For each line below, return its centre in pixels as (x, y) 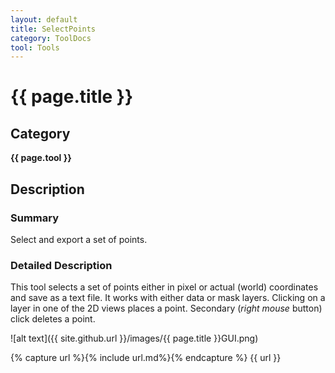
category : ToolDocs (51, 38)
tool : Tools (35, 47)
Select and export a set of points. (79, 239)
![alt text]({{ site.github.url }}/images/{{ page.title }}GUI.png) (134, 338)
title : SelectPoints (53, 29)
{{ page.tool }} (41, 158)
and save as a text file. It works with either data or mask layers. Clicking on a (168, 298)
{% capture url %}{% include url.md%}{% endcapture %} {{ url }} (146, 358)
